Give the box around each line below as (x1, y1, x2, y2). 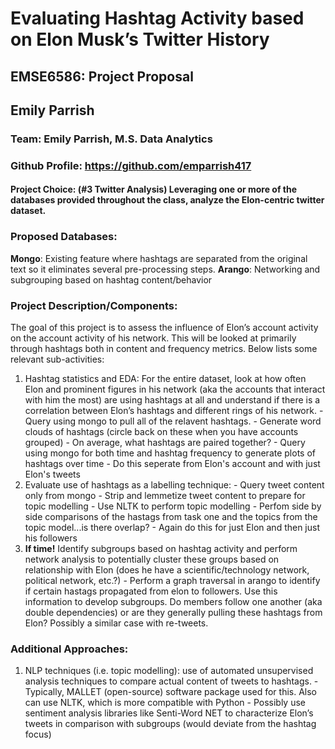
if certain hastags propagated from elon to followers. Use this (24, 585, 278, 597)
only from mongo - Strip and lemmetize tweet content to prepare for (24, 490, 306, 501)
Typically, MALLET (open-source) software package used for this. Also (24, 686, 318, 698)
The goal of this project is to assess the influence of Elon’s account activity (10, 322, 319, 333)
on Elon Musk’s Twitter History (10, 28, 270, 51)
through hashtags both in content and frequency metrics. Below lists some (10, 343, 318, 354)
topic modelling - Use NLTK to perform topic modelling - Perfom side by (24, 500, 322, 512)
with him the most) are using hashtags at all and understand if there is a (24, 394, 321, 406)
